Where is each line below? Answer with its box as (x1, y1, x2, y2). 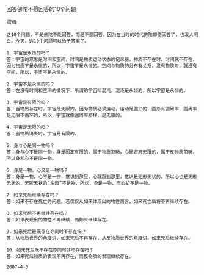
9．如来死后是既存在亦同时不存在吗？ (6, 229, 87, 235)
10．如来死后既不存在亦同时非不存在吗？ (6, 247, 94, 253)
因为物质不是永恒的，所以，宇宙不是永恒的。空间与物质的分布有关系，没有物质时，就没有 (6, 63, 197, 69)
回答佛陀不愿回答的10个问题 (6, 5, 76, 12)
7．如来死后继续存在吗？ (6, 192, 59, 198)
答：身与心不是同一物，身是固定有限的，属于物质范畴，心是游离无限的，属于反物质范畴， (6, 149, 197, 155)
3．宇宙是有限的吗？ (6, 99, 51, 105)
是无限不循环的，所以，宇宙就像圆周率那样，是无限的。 (6, 112, 125, 118)
